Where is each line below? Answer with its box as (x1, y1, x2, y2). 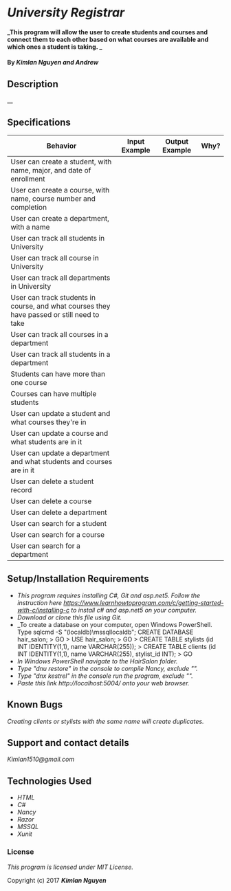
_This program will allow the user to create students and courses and (7, 27, 208, 36)
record (10, 485, 32, 494)
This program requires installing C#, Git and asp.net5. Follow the (16, 591, 201, 599)
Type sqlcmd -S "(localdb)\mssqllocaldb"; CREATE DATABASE (16, 628, 194, 636)
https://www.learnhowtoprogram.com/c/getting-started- (63, 598, 224, 606)
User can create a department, (10, 214, 110, 223)
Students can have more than (10, 369, 106, 379)
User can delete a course (10, 496, 92, 506)
